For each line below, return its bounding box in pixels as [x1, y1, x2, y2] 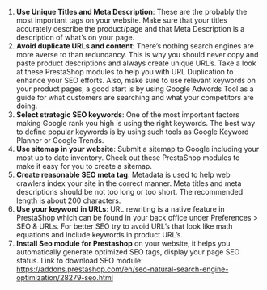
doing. [15, 101, 38, 111]
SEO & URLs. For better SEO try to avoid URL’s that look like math [15, 221, 233, 231]
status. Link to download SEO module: [15, 256, 143, 265]
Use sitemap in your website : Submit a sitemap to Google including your [15, 145, 260, 153]
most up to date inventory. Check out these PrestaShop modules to [15, 153, 240, 162]
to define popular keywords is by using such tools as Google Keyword [15, 127, 249, 137]
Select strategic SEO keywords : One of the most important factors [15, 110, 240, 120]
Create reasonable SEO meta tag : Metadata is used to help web [15, 170, 231, 179]
